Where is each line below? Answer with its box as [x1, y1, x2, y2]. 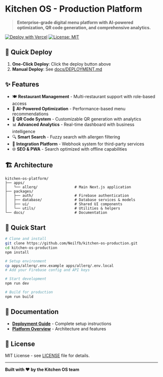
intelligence [12, 128, 35, 134]
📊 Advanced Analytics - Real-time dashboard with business [12, 121, 135, 127]
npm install [5, 250, 29, 255]
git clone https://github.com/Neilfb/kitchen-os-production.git [5, 241, 138, 246]
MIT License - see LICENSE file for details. [5, 353, 90, 359]
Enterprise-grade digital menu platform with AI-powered [16, 19, 133, 25]
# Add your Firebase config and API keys [5, 268, 90, 273]
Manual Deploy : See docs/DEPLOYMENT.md [12, 66, 102, 72]
